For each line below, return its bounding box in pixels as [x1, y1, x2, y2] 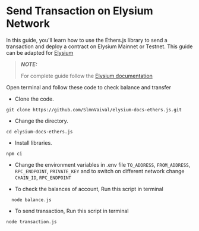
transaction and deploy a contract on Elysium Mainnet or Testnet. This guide [6, 43, 193, 50]
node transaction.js [6, 218, 58, 224]
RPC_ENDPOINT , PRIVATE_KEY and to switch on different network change [14, 167, 185, 174]
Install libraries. [14, 139, 52, 146]
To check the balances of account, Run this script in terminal [14, 185, 163, 192]
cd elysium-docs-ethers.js [6, 129, 73, 135]
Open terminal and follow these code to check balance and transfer [6, 83, 171, 90]
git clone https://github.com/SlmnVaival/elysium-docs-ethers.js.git [6, 107, 182, 113]
